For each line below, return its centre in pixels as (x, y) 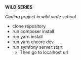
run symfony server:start (38, 47)
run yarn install (27, 37)
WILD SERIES (19, 7)
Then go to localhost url (44, 52)
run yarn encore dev (33, 42)
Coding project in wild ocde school (40, 16)
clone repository (29, 26)
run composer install (33, 31)
